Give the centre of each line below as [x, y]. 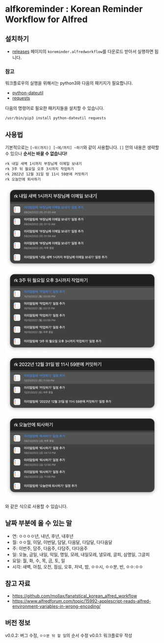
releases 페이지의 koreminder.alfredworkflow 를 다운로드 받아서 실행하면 [83, 51]
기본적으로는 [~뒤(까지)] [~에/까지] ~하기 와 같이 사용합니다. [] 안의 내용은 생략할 [82, 147]
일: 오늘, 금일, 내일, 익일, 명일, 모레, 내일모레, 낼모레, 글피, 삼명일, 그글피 [81, 554]
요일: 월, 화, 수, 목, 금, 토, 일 [38, 561]
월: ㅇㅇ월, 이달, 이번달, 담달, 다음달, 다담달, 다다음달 [62, 542]
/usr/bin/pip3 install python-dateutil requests [56, 118]
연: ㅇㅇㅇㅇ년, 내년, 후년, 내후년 [43, 536]
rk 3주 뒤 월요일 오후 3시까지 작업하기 [40, 169]
